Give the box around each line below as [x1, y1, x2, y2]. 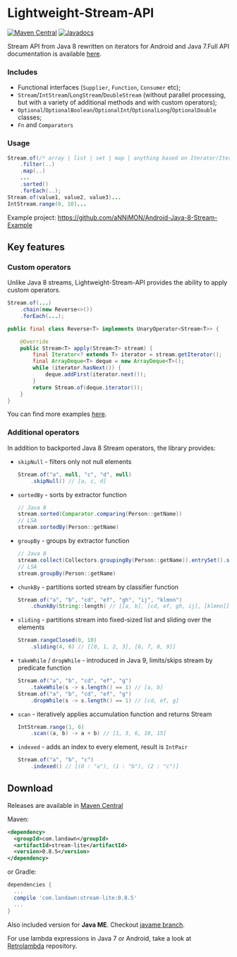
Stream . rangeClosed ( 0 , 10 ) [17, 637, 97, 644]
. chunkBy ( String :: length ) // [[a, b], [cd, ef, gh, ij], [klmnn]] [30, 602, 230, 610]
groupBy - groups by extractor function [17, 537, 130, 545]
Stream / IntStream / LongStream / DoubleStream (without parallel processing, [17, 90, 226, 100]
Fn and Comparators [17, 121, 74, 129]
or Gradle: [7, 867, 37, 876]
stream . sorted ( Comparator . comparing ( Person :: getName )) [17, 511, 183, 518]
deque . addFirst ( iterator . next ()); [44, 371, 147, 379]
